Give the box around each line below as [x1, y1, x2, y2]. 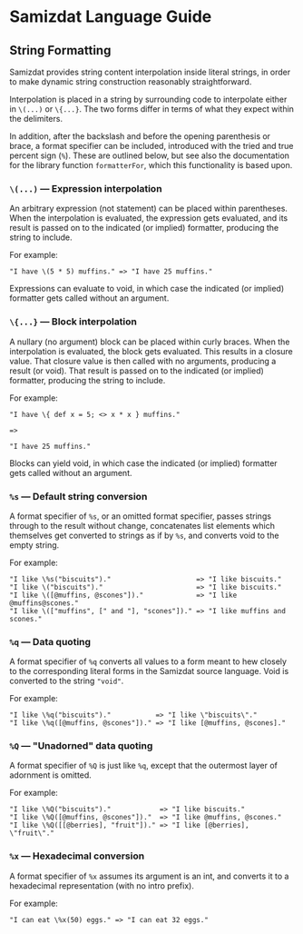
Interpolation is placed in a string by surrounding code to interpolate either [9, 94, 288, 104]
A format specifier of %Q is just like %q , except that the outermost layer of [9, 760, 279, 771]
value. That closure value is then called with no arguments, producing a [9, 355, 277, 366]
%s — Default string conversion [9, 490, 148, 502]
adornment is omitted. [9, 770, 93, 780]
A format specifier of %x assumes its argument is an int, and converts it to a [9, 870, 289, 881]
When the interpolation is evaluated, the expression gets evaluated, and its [9, 213, 288, 224]
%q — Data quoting [9, 635, 92, 648]
